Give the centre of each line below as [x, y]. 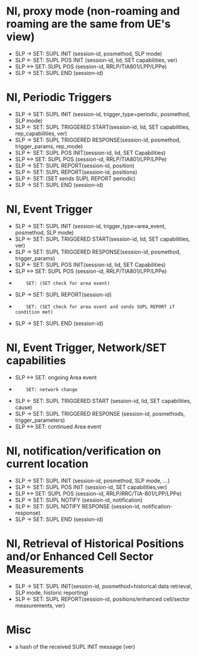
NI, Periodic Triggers [59, 97]
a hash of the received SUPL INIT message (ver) [75, 646]
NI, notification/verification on [84, 451]
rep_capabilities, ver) [41, 133]
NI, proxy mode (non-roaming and [93, 11]
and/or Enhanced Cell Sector [80, 556]
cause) [24, 407]
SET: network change [52, 389]
